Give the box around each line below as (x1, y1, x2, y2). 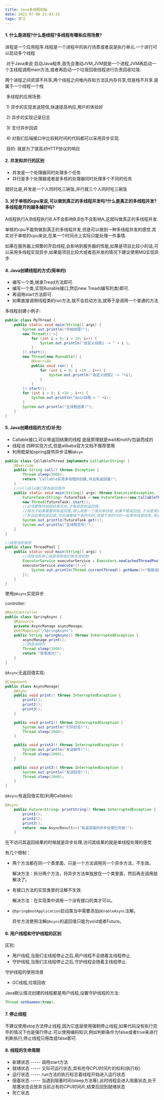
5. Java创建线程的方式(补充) (5, 425, 62, 431)
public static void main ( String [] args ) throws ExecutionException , (14, 490, 156, 495)
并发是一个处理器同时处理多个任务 (12, 170, 81, 175)
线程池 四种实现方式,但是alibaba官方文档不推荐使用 (12, 442, 115, 448)
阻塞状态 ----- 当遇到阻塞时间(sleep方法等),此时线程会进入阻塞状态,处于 (12, 1077, 157, 1083)
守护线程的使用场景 (5, 969, 44, 975)
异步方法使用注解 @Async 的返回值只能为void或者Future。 (12, 918, 124, 924)
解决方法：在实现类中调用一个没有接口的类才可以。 (12, 898, 115, 904)
